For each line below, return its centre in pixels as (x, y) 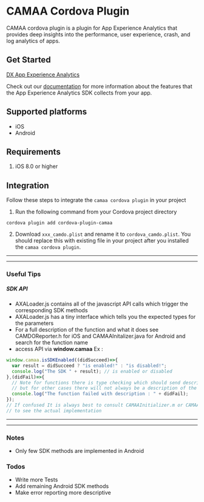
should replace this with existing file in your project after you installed (102, 241)
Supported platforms (46, 112)
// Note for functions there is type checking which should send (96, 383)
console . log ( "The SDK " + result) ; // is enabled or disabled (92, 371)
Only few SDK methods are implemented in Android (80, 451)
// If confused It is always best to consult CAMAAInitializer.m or (95, 405)
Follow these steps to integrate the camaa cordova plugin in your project (96, 200)
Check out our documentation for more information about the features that (99, 86)
